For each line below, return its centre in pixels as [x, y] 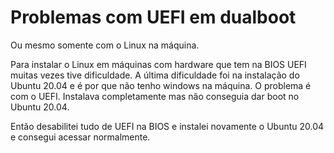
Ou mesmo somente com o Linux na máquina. [105, 45]
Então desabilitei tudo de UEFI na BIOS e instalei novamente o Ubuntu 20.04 [167, 126]
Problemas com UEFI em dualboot [153, 17]
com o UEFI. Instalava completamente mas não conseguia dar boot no [155, 96]
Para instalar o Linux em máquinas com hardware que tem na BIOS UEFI [158, 64]
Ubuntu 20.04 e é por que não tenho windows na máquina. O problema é [161, 85]
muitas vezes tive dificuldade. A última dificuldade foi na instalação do [155, 75]
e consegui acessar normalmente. [80, 137]
